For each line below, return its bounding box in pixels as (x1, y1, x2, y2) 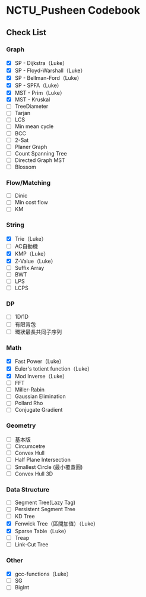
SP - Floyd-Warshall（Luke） (14, 67, 86, 74)
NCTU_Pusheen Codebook (6, 4, 141, 17)
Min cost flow (14, 199, 49, 206)
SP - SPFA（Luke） (14, 82, 62, 89)
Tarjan (14, 110, 31, 117)
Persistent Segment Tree (14, 506, 76, 513)
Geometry (6, 421, 36, 430)
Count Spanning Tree (14, 150, 67, 157)
